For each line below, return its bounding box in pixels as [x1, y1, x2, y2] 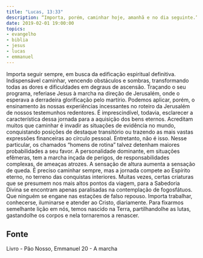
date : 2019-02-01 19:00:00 [6, 20, 74, 26]
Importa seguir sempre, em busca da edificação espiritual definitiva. [6, 70, 176, 77]
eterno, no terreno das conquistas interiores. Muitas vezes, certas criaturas [6, 173, 194, 180]
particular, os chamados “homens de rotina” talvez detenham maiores [6, 141, 180, 148]
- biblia [6, 37, 28, 43]
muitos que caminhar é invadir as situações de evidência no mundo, [6, 121, 176, 129]
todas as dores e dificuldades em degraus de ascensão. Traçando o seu [6, 83, 186, 91]
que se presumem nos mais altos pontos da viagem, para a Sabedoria [6, 179, 180, 187]
